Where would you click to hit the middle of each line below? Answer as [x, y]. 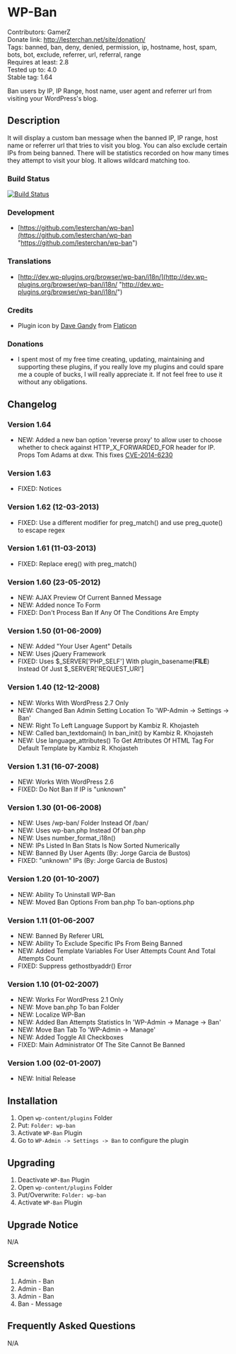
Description [34, 121]
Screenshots [36, 1264]
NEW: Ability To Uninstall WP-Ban [66, 894]
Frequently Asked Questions [72, 1326]
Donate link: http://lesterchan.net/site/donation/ [77, 39]
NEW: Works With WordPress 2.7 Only [73, 703]
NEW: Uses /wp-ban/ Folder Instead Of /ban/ [83, 823]
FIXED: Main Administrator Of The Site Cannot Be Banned [101, 1045]
